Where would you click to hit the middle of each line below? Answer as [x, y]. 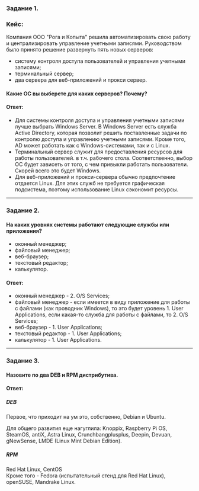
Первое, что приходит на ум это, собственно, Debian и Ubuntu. [86, 417]
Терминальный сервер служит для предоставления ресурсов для [98, 152]
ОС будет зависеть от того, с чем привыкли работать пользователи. [101, 165]
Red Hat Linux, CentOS [34, 470]
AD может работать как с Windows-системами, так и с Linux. [92, 146]
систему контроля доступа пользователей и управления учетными [100, 61]
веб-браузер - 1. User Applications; [58, 328]
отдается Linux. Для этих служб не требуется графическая [89, 183]
